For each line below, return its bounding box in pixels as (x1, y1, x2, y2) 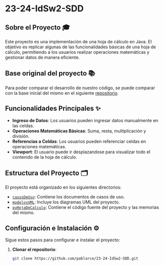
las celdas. (12, 123, 34, 129)
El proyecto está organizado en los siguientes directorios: (5, 184, 122, 190)
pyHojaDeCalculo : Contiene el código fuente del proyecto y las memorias (12, 204, 159, 210)
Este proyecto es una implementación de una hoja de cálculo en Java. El (5, 39, 152, 44)
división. (12, 133, 30, 139)
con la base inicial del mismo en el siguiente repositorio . (5, 90, 119, 96)
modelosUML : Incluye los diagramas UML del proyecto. (12, 199, 120, 205)
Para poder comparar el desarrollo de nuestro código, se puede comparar (5, 85, 155, 91)
